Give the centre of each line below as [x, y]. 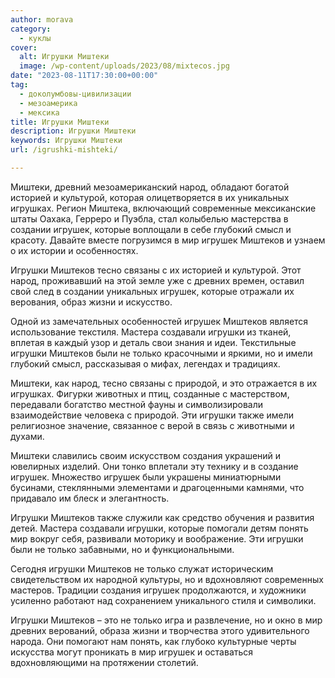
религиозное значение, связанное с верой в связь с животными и [152, 425]
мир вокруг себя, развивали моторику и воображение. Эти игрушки [157, 538]
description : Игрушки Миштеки [73, 131]
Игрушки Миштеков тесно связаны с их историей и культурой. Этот [156, 270]
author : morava [42, 19]
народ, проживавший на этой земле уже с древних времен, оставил [157, 280]
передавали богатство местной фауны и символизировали [137, 404]
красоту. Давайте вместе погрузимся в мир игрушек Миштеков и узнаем [168, 240]
